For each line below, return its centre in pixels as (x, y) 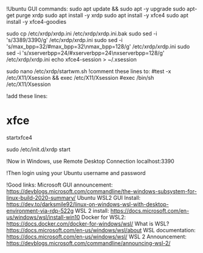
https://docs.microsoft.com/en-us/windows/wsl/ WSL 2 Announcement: (97, 237)
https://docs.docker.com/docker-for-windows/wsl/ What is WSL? (88, 223)
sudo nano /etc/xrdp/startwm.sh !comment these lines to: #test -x (89, 71)
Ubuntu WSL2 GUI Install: (109, 198)
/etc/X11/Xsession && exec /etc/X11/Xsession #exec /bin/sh (80, 78)
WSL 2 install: (92, 210)
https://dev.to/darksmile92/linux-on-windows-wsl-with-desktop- (88, 204)
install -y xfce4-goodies (36, 22)
